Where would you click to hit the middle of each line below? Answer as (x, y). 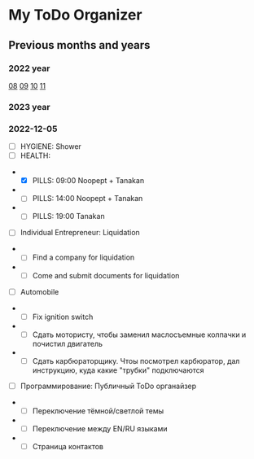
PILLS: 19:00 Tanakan (68, 216)
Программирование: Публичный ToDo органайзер (108, 386)
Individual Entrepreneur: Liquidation (80, 233)
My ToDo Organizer (75, 15)
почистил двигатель (68, 343)
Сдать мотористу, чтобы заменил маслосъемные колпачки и (139, 334)
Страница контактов (68, 447)
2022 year (29, 68)
